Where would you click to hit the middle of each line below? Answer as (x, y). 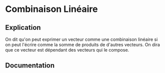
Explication (23, 28)
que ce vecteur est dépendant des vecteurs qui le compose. (67, 50)
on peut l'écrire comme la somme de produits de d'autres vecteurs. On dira (82, 45)
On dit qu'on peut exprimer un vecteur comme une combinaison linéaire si (81, 39)
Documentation (30, 66)
